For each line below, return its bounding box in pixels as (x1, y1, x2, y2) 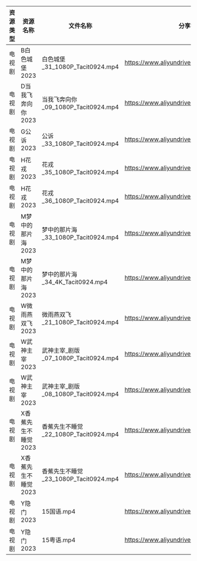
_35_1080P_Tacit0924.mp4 (42, 168, 119, 176)
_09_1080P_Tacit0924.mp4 (42, 103, 119, 111)
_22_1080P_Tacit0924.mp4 (42, 430, 119, 438)
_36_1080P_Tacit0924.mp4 (42, 197, 119, 204)
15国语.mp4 (42, 508, 76, 515)
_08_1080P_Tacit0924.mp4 (42, 390, 119, 398)
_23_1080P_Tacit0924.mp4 (42, 475, 119, 483)
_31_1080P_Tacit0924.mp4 (42, 63, 119, 71)
